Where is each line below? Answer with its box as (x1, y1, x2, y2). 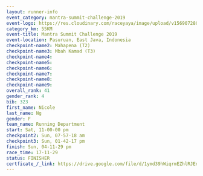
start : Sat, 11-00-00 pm (6, 127, 69, 133)
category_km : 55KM (6, 25, 53, 32)
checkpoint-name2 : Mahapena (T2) (6, 43, 91, 49)
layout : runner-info (6, 8, 59, 15)
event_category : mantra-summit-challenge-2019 (6, 15, 126, 21)
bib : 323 (6, 99, 28, 105)
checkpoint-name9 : (6, 82, 53, 88)
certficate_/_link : (6, 161, 56, 167)
